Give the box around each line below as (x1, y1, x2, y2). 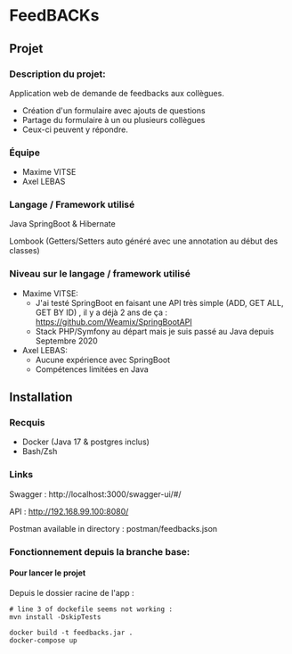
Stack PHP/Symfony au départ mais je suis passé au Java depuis (35, 326, 274, 336)
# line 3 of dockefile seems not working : (9, 604, 174, 614)
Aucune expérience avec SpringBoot (35, 354, 171, 365)
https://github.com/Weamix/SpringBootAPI (35, 316, 193, 327)
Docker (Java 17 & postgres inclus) (21, 436, 150, 447)
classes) (9, 245, 40, 256)
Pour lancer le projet (9, 567, 86, 578)
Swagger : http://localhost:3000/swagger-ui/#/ (9, 488, 182, 500)
